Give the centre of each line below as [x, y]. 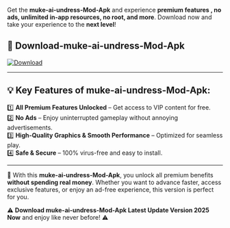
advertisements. [30, 127]
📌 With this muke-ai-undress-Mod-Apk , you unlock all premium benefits [110, 175]
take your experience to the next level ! [62, 24]
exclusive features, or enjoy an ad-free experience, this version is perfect [111, 189]
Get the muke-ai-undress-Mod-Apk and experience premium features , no [114, 10]
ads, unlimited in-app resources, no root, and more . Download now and [110, 17]
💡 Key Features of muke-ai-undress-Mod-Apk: [109, 91]
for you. [18, 197]
